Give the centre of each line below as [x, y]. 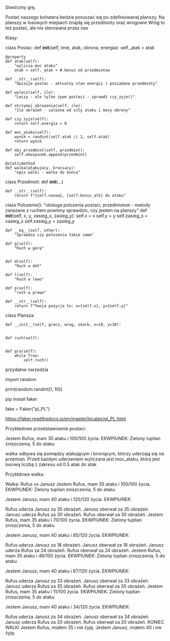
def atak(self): [22, 61]
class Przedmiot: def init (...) [34, 182]
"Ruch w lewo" [29, 279]
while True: [27, 356]
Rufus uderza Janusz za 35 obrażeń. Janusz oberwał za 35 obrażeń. [77, 509]
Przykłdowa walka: [25, 474]
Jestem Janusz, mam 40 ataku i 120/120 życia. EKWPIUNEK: [69, 499]
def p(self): [19, 288]
